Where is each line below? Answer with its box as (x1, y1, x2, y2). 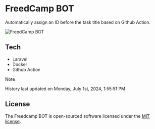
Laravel (12, 56, 28, 62)
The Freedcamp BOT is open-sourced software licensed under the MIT (5, 113, 150, 119)
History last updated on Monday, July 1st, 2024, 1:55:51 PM (5, 86, 125, 92)
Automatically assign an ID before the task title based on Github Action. (5, 19, 151, 25)
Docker (12, 61, 28, 67)
